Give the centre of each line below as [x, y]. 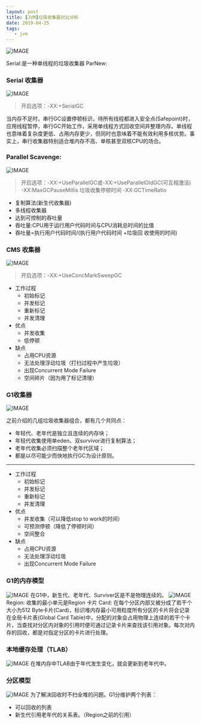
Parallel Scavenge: [34, 157]
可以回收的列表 [33, 707]
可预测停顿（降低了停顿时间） [60, 527]
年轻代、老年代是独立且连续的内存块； [62, 433]
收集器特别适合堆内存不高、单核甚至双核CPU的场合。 [98, 141]
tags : [13, 28]
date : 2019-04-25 [28, 23]
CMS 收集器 [23, 250]
